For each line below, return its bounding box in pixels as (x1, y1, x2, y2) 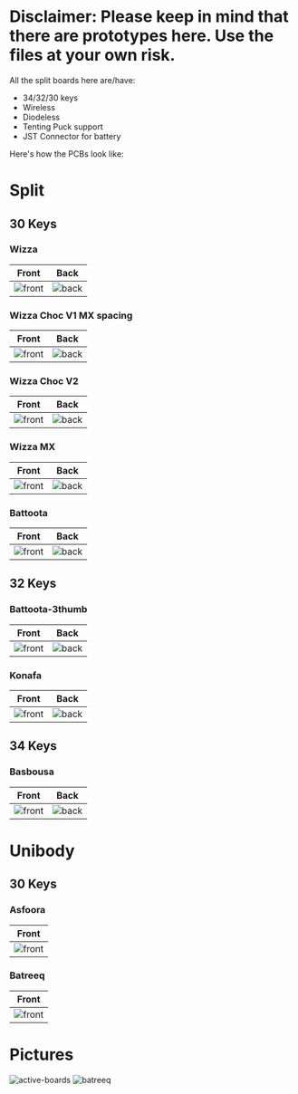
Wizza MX (9, 441, 56, 454)
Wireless (22, 101, 56, 112)
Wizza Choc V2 (9, 375, 79, 388)
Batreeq (9, 969, 45, 982)
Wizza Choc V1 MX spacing (9, 309, 133, 321)
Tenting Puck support (22, 120, 104, 132)
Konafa (9, 668, 43, 681)
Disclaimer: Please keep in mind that (9, 6, 289, 27)
